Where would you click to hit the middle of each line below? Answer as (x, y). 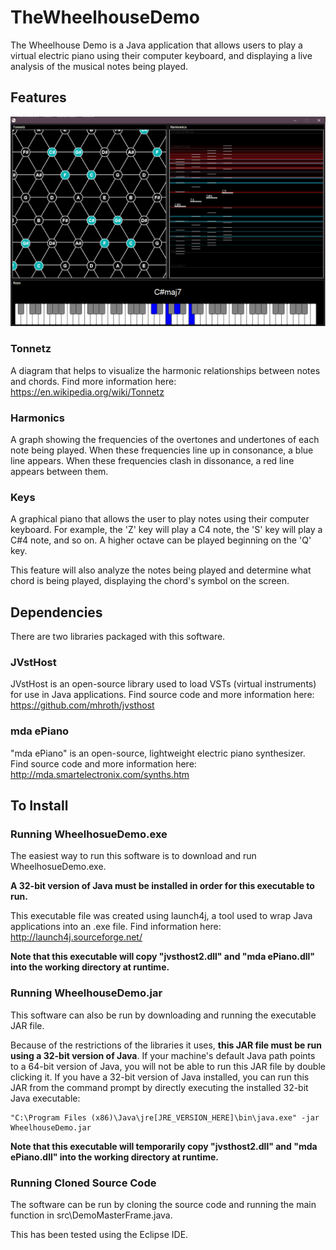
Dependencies (56, 612)
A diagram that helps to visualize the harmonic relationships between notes (165, 370)
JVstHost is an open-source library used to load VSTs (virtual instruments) (163, 684)
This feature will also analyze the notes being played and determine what (161, 570)
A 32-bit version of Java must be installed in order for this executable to (162, 886)
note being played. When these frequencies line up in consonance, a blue (162, 450)
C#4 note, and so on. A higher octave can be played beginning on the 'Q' (161, 540)
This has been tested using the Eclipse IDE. (99, 1234)
